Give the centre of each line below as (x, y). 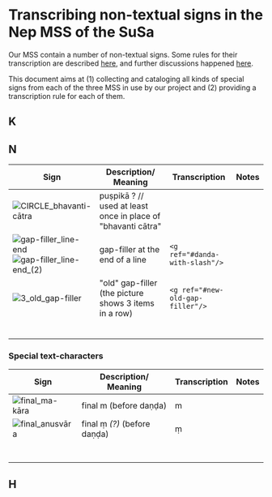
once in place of (130, 216)
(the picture (121, 293)
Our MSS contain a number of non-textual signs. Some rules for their (123, 54)
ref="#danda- (195, 255)
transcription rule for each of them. (67, 96)
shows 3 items (127, 303)
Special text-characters (56, 356)
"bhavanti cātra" (130, 226)
